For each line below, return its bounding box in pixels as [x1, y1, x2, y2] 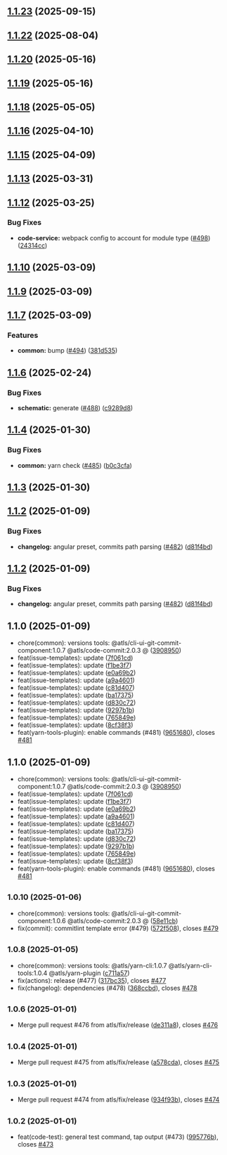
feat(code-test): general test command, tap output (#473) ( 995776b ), [17, 1133, 219, 1141]
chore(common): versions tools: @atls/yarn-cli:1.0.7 [17, 961, 167, 970]
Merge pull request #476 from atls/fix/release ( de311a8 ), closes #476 [17, 1021, 219, 1029]
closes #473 [17, 1140, 54, 1148]
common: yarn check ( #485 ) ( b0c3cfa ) [17, 461, 132, 469]
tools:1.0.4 [17, 969, 48, 977]
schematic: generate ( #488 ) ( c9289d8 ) [17, 403, 134, 412]
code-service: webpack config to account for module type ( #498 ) [17, 233, 211, 242]
